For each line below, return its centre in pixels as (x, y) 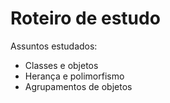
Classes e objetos (61, 65)
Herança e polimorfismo (74, 76)
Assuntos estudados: (54, 46)
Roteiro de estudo (85, 18)
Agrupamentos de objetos (78, 86)
